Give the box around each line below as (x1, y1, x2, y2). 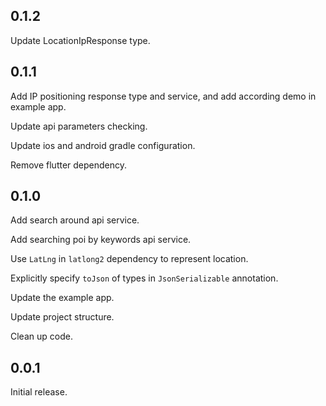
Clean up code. (10, 330, 73, 343)
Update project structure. (10, 311, 115, 323)
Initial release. (10, 386, 68, 398)
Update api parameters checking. (10, 120, 148, 132)
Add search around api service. (10, 214, 140, 226)
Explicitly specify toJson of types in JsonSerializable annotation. (10, 272, 279, 284)
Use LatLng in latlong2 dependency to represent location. (10, 253, 249, 265)
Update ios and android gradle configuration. (10, 139, 196, 151)
